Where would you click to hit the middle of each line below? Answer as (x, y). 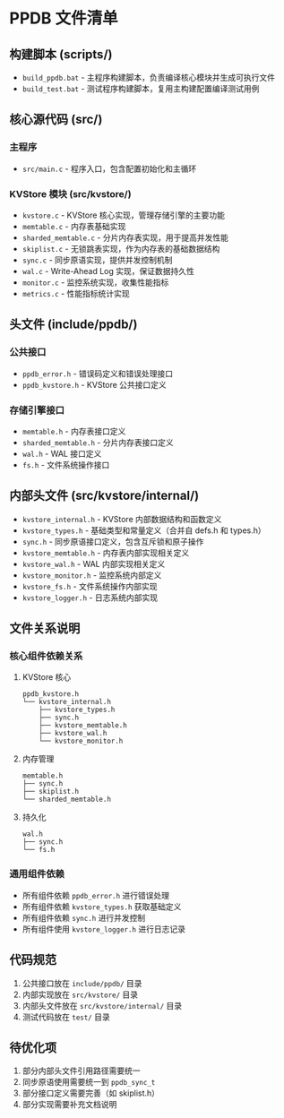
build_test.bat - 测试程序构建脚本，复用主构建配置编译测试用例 (141, 89)
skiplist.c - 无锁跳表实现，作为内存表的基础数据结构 (121, 248)
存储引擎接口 (37, 410)
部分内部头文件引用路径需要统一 (81, 1071)
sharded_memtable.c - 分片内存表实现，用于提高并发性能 (125, 237)
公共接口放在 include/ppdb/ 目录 (82, 983)
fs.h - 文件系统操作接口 (66, 464)
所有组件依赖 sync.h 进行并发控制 (84, 917)
